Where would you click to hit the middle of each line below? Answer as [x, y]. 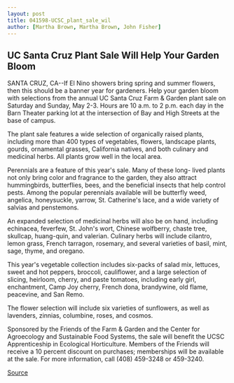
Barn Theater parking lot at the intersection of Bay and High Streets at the [113, 113]
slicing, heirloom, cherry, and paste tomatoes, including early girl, [102, 280]
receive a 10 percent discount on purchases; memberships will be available [116, 351]
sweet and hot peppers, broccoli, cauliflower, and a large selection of [107, 272]
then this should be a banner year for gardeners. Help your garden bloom [113, 91]
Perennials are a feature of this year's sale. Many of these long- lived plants [116, 170]
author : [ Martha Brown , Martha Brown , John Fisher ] [84, 27]
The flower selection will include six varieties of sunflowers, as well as [109, 308]
